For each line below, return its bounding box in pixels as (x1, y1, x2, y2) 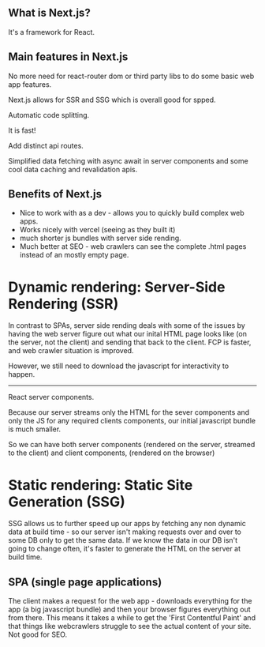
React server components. (8, 393, 95, 402)
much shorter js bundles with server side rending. (19, 233, 181, 243)
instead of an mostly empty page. (19, 250, 129, 260)
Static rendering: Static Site (8, 476, 193, 494)
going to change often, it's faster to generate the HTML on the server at (8, 544, 241, 554)
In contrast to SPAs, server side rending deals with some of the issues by (8, 321, 246, 330)
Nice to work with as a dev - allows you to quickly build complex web (19, 209, 244, 218)
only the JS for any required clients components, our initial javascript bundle (8, 416, 256, 426)
